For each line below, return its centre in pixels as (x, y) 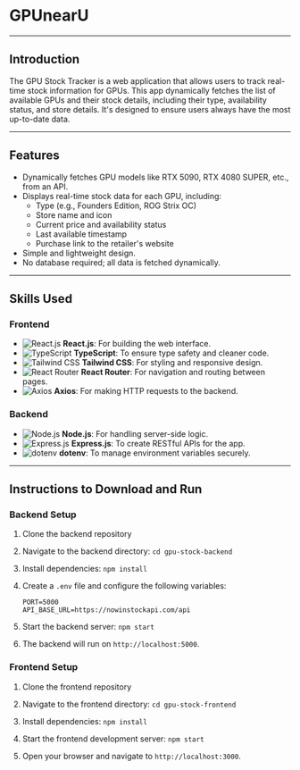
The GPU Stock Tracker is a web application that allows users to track (137, 80)
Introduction (45, 59)
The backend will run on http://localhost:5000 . (111, 644)
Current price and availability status (101, 224)
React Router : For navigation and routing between (173, 372)
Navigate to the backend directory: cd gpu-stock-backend (127, 551)
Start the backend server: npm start (88, 627)
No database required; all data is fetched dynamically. (121, 262)
